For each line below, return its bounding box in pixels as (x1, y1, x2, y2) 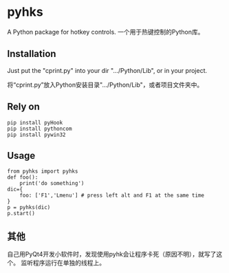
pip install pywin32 (7, 131, 67, 138)
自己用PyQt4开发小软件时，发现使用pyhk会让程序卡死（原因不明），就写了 (7, 250, 217, 259)
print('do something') (19, 180, 85, 187)
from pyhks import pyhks (7, 168, 78, 175)
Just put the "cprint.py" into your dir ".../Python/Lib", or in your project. (7, 66, 208, 74)
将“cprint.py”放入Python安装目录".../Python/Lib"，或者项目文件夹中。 (7, 80, 204, 89)
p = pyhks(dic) (7, 204, 51, 211)
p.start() (7, 210, 36, 217)
